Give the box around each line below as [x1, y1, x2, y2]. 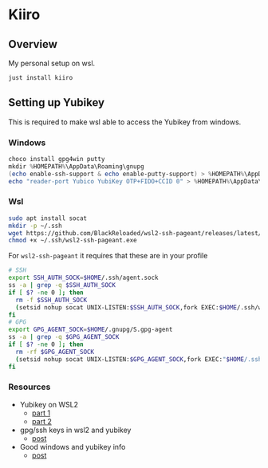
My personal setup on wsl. [8, 58, 96, 68]
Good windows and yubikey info [19, 442, 126, 451]
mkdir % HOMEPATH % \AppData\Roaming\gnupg [8, 162, 145, 171]
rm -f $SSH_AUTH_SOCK [15, 296, 88, 304]
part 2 [31, 416, 52, 426]
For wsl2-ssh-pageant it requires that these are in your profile [8, 251, 208, 261]
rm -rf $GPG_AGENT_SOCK [15, 348, 94, 356]
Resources [8, 381, 51, 392]
